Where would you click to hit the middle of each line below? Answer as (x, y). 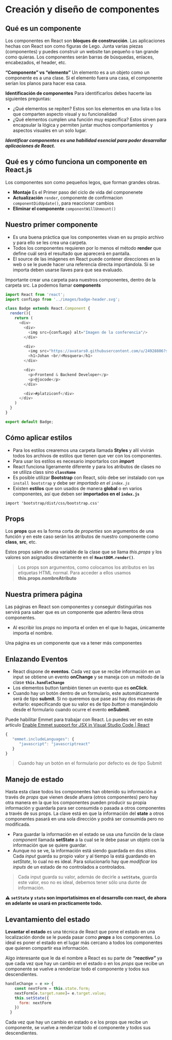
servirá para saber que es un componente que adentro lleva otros (74, 612)
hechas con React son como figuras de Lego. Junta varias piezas (74, 46)
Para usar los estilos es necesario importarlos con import (73, 461)
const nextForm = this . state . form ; (52, 988)
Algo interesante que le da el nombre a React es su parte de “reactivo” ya (84, 958)
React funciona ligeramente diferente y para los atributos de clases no (87, 466)
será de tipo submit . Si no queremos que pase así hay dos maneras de (87, 699)
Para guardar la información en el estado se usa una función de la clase (88, 834)
